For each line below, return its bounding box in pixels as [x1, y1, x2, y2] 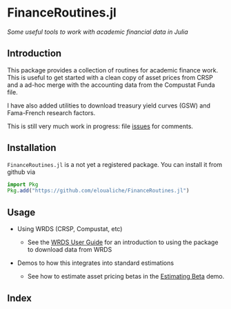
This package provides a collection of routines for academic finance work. [7, 66, 219, 74]
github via [7, 168, 36, 176]
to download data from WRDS [27, 246, 112, 254]
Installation [7, 142, 57, 154]
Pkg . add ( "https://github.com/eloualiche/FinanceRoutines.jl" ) [7, 188, 190, 195]
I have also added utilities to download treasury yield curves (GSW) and [7, 101, 210, 110]
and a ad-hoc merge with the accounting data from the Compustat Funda [7, 81, 215, 89]
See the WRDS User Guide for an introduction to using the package [27, 238, 219, 246]
